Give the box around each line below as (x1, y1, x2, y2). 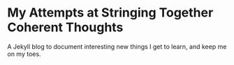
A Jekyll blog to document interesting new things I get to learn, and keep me (7, 42, 227, 50)
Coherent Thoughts (7, 19, 124, 35)
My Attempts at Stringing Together (7, 5, 214, 21)
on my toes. (7, 50, 41, 58)
